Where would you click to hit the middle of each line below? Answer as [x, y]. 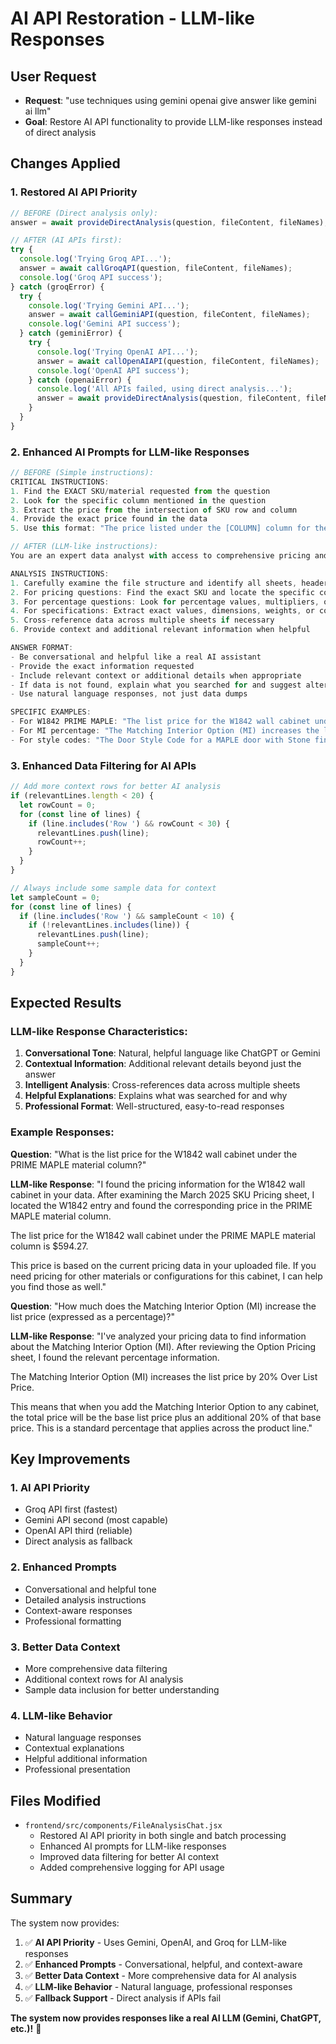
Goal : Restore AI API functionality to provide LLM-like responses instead [173, 121]
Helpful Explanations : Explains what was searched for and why [156, 1096]
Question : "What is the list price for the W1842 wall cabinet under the [154, 1154]
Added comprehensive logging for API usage [132, 1868]
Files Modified [56, 1800]
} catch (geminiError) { [71, 333]
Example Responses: [62, 1132]
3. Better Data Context [65, 1647]
